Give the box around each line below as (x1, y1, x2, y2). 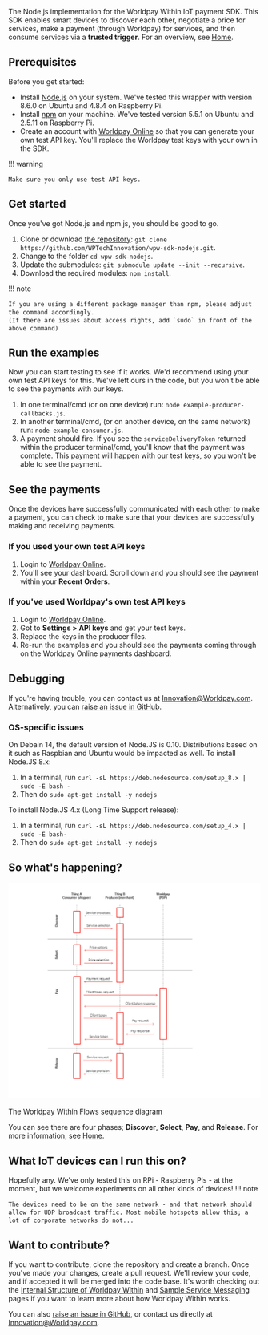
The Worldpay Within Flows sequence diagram (8, 1106, 162, 1117)
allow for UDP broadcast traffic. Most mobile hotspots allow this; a (8, 1208, 249, 1217)
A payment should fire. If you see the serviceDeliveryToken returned (19, 434, 246, 443)
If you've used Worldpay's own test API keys (8, 597, 186, 608)
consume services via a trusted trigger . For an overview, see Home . (8, 32, 234, 42)
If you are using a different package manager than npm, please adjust (8, 300, 252, 308)
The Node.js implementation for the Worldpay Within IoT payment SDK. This (8, 7, 258, 16)
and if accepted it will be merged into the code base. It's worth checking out (8, 1276, 260, 1286)
